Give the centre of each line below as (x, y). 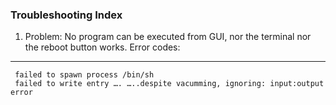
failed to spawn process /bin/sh (84, 75)
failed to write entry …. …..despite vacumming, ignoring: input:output (169, 84)
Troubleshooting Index (66, 15)
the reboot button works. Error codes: (102, 47)
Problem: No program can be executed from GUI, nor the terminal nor (168, 37)
